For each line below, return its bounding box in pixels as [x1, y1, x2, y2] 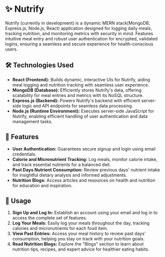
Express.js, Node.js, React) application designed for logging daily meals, [5, 25, 152, 31]
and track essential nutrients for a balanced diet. [12, 161, 111, 167]
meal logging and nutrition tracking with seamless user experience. [12, 82, 149, 88]
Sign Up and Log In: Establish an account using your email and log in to [12, 210, 158, 216]
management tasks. [12, 118, 53, 124]
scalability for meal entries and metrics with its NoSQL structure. [12, 92, 144, 98]
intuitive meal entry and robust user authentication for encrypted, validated [5, 35, 158, 41]
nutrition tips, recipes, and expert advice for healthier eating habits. [12, 246, 150, 252]
